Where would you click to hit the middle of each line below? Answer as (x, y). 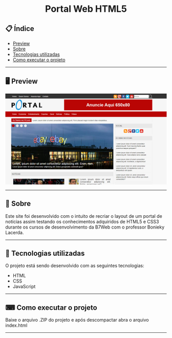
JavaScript (24, 287)
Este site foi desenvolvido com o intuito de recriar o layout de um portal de (84, 216)
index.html (16, 325)
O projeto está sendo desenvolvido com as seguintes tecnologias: (75, 266)
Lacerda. (15, 232)
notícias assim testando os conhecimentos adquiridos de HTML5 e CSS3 (82, 221)
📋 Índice (20, 29)
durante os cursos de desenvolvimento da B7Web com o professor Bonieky (85, 227)
